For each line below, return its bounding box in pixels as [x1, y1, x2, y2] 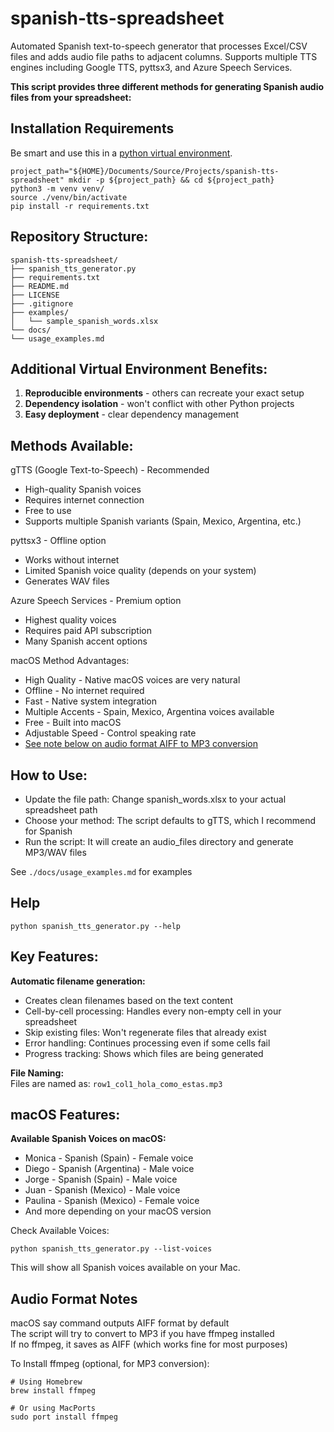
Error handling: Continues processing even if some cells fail [24, 1037, 271, 1049]
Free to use [24, 505, 72, 517]
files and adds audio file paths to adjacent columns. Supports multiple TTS [10, 50, 318, 62]
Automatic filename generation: [10, 975, 146, 987]
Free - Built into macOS [24, 717, 122, 729]
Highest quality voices [24, 614, 117, 626]
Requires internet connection [24, 494, 145, 506]
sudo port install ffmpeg [10, 1412, 118, 1422]
